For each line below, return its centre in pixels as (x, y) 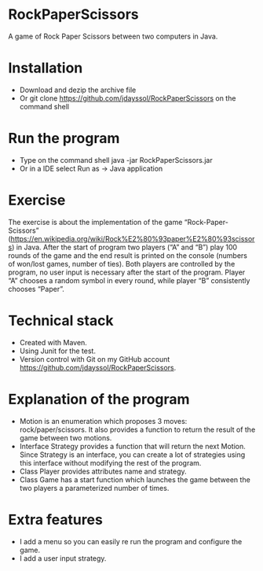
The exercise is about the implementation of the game (95, 222)
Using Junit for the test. (58, 351)
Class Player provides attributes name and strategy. (103, 471)
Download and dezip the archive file (78, 90)
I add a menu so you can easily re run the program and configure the (131, 541)
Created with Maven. (53, 342)
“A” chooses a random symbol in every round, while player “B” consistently (129, 280)
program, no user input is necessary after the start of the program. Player (127, 272)
